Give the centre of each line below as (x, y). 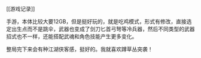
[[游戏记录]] (21, 9)
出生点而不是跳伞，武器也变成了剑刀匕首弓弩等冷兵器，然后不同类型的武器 (103, 29)
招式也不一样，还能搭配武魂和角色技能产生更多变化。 (72, 36)
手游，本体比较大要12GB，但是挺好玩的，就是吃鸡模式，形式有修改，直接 (96, 22)
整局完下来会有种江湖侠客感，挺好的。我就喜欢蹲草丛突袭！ (80, 49)
